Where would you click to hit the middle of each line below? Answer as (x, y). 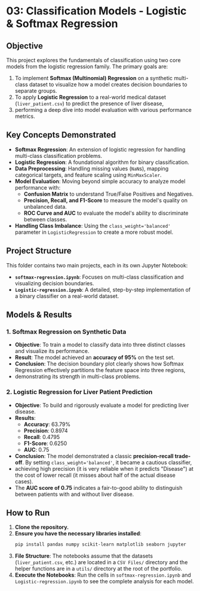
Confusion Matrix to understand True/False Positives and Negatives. (109, 194)
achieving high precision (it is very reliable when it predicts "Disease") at (104, 468)
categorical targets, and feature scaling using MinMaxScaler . (88, 175)
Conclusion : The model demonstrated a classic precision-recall (94, 456)
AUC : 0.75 (36, 449)
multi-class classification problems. (59, 156)
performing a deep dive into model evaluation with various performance (103, 110)
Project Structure (39, 251)
